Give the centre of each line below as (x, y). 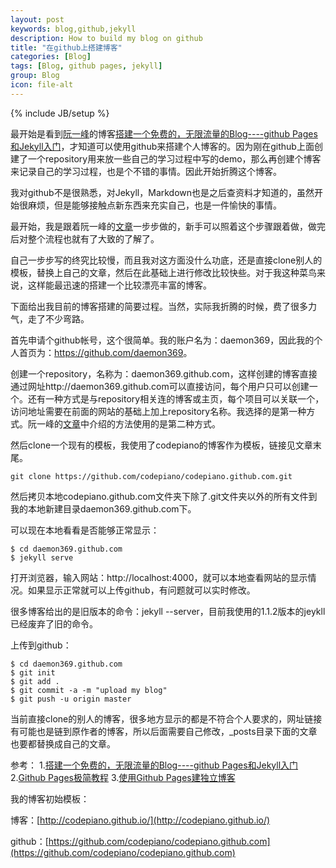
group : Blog (35, 76)
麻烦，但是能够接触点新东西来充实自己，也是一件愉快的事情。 (154, 205)
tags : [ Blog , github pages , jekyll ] (86, 66)
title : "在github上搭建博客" (66, 47)
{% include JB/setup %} (60, 113)
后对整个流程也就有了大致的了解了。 (85, 238)
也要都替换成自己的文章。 (63, 743)
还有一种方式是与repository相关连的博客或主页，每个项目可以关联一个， (176, 398)
